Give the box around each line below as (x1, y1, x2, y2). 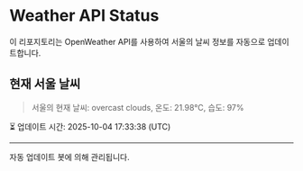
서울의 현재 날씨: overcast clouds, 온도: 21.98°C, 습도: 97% (31, 102, 245, 112)
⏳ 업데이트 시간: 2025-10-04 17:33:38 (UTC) (9, 121, 171, 131)
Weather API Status (9, 5, 160, 26)
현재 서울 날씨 (9, 76, 81, 92)
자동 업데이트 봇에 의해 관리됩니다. (9, 151, 130, 162)
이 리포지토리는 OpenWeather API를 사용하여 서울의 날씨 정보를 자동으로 (9, 36, 266, 47)
